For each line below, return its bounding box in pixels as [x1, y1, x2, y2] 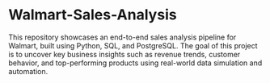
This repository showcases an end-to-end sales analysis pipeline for [8, 32, 237, 42]
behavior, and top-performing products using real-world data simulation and [8, 58, 263, 68]
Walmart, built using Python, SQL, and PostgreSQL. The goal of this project [8, 40, 258, 50]
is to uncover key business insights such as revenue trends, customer [8, 49, 241, 59]
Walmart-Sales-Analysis [8, 6, 177, 24]
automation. [8, 66, 49, 76]
